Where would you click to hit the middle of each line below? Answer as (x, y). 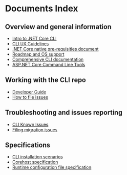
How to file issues (30, 97)
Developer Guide (29, 92)
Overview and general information (58, 27)
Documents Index (42, 9)
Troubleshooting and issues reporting (64, 113)
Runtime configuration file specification (52, 167)
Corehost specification (35, 162)
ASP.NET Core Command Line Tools (49, 65)
